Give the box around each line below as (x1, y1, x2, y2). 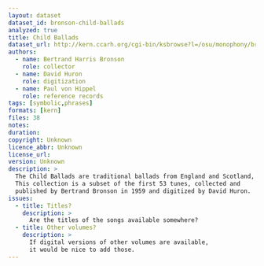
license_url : (8, 150, 51, 158)
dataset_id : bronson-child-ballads (8, 19, 125, 27)
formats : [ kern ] (8, 107, 61, 115)
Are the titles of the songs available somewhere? (28, 216, 199, 224)
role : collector (22, 63, 76, 71)
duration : (8, 128, 41, 136)
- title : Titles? (15, 201, 72, 209)
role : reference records (22, 92, 104, 100)
